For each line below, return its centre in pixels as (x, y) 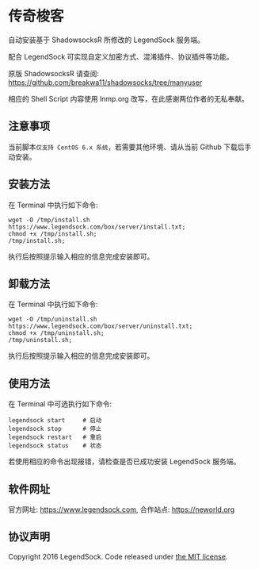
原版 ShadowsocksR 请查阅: (54, 73)
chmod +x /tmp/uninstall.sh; (56, 333)
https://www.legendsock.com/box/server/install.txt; (97, 227)
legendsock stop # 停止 (55, 429)
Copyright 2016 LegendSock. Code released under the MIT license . (118, 556)
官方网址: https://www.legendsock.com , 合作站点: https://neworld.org (122, 509)
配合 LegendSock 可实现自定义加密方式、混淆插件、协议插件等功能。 (121, 56)
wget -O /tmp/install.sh (49, 220)
